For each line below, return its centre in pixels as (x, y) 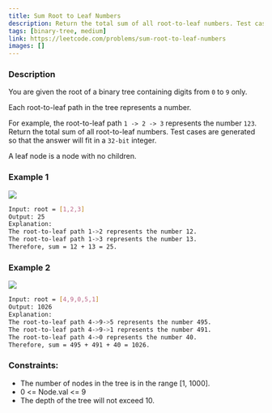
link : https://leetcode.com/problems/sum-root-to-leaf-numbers (117, 38)
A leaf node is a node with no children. (72, 156)
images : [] (27, 46)
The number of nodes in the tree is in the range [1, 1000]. (115, 383)
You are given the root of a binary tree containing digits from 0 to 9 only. (128, 92)
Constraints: (34, 365)
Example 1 (29, 177)
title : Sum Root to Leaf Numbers (65, 16)
